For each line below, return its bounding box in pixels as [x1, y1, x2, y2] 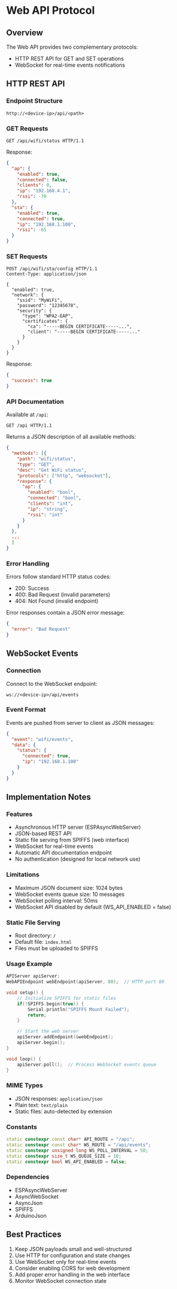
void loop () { [6, 1056, 42, 1062]
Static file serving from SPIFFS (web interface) [14, 837, 130, 844]
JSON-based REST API [14, 830, 72, 837]
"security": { [17, 308, 52, 314]
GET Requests [6, 124, 48, 133]
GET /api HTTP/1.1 [6, 422, 52, 429]
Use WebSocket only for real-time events [14, 1258, 117, 1265]
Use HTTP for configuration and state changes [14, 1252, 130, 1259]
